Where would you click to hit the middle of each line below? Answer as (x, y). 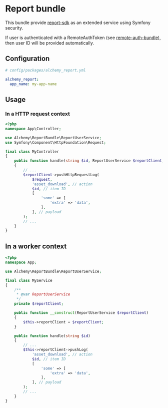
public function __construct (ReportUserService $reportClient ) (81, 313)
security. (14, 28)
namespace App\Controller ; (33, 129)
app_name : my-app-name (33, 84)
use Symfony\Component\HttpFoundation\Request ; (56, 142)
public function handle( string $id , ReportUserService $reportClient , (89, 161)
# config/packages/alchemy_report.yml (45, 70)
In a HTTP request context (37, 114)
